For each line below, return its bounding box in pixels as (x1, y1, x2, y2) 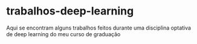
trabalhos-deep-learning (6, 4, 134, 18)
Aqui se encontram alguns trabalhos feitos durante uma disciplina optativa (6, 24, 192, 31)
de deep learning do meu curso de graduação (6, 30, 121, 37)
